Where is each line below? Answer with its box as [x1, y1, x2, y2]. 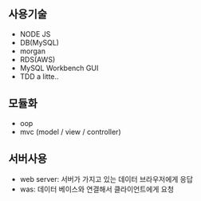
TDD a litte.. [19, 71, 59, 81]
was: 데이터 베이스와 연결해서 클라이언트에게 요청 [19, 184, 174, 194]
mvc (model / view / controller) [19, 127, 121, 136]
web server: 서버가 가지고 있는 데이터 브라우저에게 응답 [19, 175, 194, 184]
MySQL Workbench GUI [19, 63, 99, 73]
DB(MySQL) [19, 37, 60, 47]
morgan [19, 46, 46, 56]
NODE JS [19, 29, 51, 38]
